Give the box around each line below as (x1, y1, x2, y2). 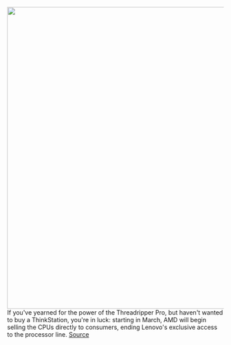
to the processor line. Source (7, 331, 89, 338)
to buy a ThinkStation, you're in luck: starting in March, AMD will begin (7, 316, 206, 324)
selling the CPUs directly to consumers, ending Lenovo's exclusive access (7, 323, 218, 331)
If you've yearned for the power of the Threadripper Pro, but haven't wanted (7, 308, 223, 317)
